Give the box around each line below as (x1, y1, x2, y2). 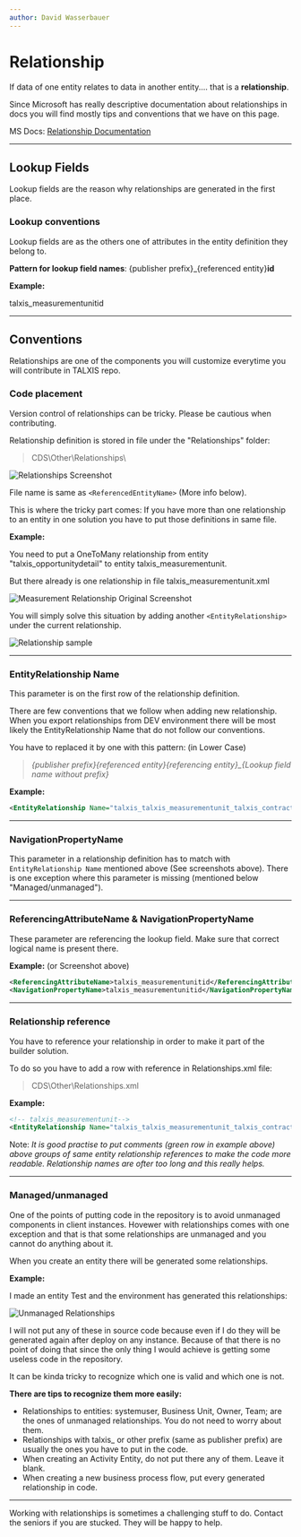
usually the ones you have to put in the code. (21, 1444, 189, 1455)
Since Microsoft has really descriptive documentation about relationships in (9, 99, 288, 109)
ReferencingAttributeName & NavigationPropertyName (9, 913, 254, 926)
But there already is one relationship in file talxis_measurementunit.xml (9, 575, 271, 586)
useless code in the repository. (9, 1353, 124, 1364)
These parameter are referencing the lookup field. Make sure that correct (9, 933, 279, 944)
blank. (21, 1463, 46, 1473)
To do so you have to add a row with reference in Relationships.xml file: (9, 1063, 273, 1074)
